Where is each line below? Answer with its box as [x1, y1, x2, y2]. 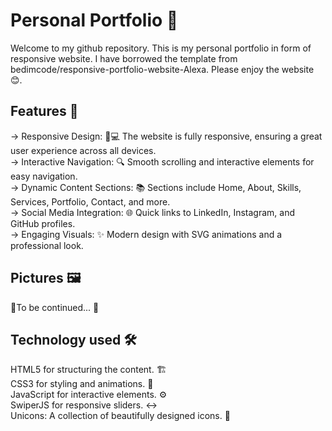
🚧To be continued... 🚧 [10, 301, 100, 313]
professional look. [10, 239, 84, 251]
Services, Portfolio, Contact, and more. [10, 195, 171, 208]
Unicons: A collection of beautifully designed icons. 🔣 [10, 410, 231, 422]
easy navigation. [10, 170, 78, 182]
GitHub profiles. [10, 217, 76, 229]
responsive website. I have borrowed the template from [10, 52, 238, 64]
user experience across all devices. [10, 144, 157, 156]
